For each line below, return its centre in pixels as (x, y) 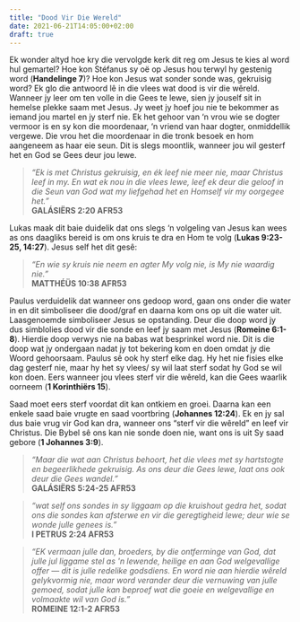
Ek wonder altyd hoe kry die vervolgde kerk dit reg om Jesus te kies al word (150, 60)
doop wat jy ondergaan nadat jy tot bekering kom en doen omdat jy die (140, 349)
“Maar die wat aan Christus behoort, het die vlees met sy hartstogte (157, 460)
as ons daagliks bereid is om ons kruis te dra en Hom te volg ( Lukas (134, 238)
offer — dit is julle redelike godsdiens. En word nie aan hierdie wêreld (159, 571)
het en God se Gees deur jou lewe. (73, 155)
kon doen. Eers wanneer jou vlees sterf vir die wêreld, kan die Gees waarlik (148, 377)
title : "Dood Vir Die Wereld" (66, 18)
